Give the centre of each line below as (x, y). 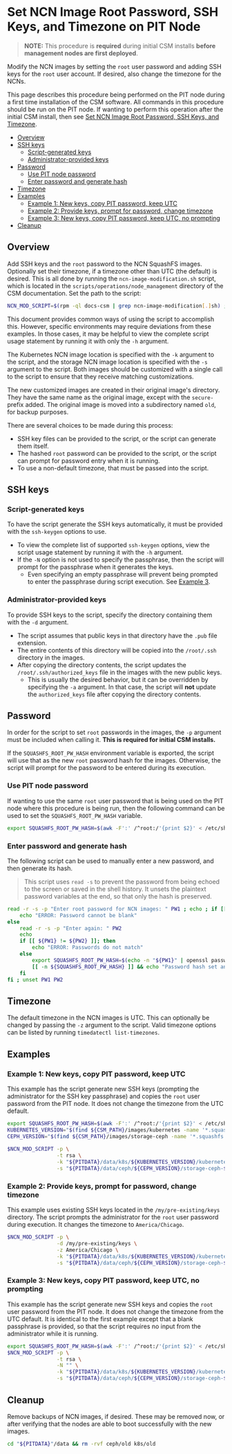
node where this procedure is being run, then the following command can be (116, 808)
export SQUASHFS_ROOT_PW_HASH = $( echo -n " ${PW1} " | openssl (120, 960)
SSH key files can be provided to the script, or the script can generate (116, 439)
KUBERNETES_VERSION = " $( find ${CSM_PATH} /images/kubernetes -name (103, 1130)
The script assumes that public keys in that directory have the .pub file (117, 635)
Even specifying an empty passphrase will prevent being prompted (123, 575)
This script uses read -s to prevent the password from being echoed (122, 881)
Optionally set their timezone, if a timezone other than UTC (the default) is (112, 271)
